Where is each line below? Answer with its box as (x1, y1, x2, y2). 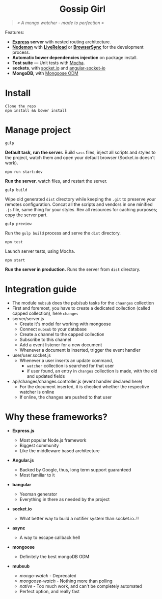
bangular (12, 481, 31, 487)
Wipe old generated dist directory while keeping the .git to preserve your (5, 196, 156, 202)
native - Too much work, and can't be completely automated (19, 583, 142, 589)
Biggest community (19, 442, 59, 448)
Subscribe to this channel (19, 336, 71, 342)
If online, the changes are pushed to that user (19, 394, 112, 400)
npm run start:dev (5, 169, 43, 174)
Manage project (5, 125, 71, 136)
